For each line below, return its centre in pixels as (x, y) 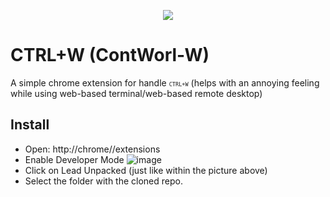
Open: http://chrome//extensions (92, 149)
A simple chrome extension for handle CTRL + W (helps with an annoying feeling (165, 82)
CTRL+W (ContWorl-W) (110, 55)
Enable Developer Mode (74, 159)
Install (30, 125)
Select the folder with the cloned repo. (103, 181)
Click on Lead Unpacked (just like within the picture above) (146, 170)
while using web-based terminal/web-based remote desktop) (136, 93)
